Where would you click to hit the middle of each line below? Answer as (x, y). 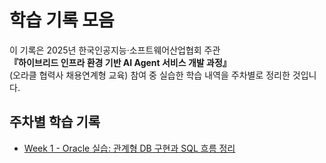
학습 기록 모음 (62, 20)
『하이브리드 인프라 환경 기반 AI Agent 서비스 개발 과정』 (120, 62)
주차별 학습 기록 (55, 122)
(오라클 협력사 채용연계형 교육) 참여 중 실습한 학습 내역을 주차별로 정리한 (150, 75)
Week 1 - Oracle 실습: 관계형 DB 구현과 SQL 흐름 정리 (129, 148)
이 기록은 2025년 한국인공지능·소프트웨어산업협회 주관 (115, 50)
